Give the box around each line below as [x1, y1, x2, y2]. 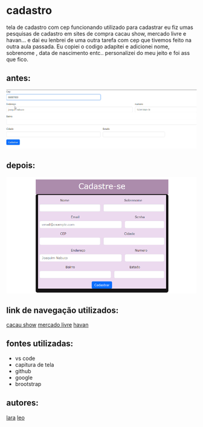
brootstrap [14, 380, 42, 387]
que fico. [6, 56, 28, 63]
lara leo [6, 414, 25, 421]
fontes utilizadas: [6, 339, 74, 349]
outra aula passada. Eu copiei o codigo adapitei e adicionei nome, [6, 43, 170, 50]
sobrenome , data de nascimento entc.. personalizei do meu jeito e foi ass [6, 49, 190, 56]
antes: [6, 73, 31, 83]
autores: [6, 398, 39, 408]
